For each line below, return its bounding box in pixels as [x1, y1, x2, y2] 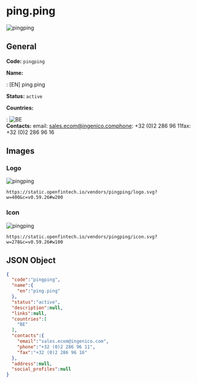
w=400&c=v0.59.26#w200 [6, 194, 63, 201]
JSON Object [6, 256, 56, 266]
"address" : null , [11, 361, 52, 367]
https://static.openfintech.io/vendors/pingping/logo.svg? [6, 189, 158, 195]
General [6, 41, 37, 52]
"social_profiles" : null [11, 366, 71, 372]
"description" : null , [11, 305, 63, 311]
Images [6, 146, 35, 156]
